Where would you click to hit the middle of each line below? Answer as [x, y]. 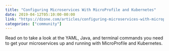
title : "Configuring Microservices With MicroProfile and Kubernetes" [81, 10]
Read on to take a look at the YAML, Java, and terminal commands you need [84, 38]
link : [11, 19]
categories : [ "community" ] [33, 24]
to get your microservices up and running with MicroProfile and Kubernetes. [84, 43]
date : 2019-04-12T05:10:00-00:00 [40, 14]
